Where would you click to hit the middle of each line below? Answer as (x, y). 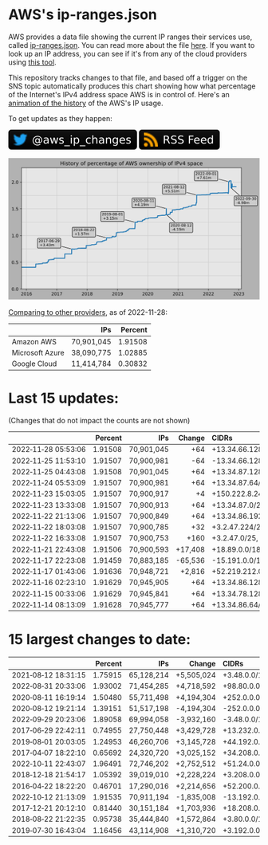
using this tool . (33, 62)
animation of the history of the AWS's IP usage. (86, 103)
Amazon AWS (34, 341)
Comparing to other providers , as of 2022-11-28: (88, 312)
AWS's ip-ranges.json (83, 15)
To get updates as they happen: (61, 118)
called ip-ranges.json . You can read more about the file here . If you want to (132, 45)
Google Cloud (34, 364)
